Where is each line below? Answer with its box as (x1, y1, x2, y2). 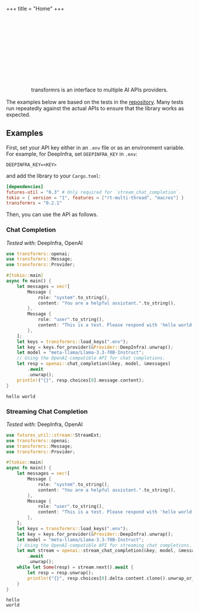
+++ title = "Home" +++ (6, 5, 65, 12)
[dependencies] (6, 183, 44, 189)
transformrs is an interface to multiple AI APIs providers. (31, 86, 168, 93)
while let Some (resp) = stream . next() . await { (17, 564, 134, 570)
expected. (6, 111, 31, 118)
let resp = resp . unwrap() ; (27, 570, 94, 576)
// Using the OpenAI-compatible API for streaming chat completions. (17, 542, 192, 548)
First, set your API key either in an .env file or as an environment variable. (6, 144, 185, 151)
